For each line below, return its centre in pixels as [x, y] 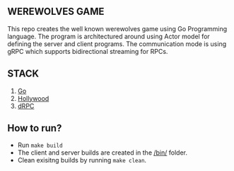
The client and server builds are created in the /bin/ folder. [102, 153]
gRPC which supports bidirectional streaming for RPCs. [88, 51]
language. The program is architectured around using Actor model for [109, 36]
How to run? [35, 128]
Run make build [40, 145]
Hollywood [33, 98]
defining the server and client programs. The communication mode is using [117, 44]
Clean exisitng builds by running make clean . [82, 160]
